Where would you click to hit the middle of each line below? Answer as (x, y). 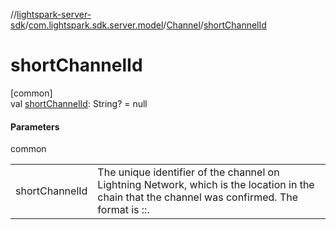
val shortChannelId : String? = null (79, 103)
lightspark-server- (54, 14)
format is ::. (123, 210)
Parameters (35, 126)
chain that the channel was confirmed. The (198, 197)
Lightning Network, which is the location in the (206, 185)
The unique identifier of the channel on (188, 172)
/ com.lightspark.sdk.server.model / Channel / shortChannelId (145, 25)
